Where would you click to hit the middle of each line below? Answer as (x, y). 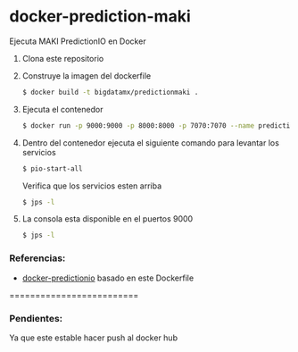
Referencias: (37, 258)
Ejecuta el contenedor (62, 109)
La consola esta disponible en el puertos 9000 (108, 219)
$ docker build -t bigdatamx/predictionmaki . (110, 92)
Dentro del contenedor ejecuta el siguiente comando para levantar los (150, 142)
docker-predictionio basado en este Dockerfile (108, 278)
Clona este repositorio (63, 58)
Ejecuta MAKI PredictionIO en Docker (78, 41)
